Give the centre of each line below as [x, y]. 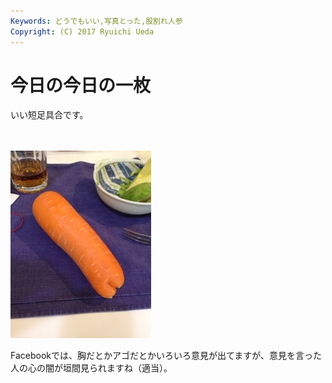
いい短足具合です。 [49, 115]
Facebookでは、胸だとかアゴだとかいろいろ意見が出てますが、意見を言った [166, 356]
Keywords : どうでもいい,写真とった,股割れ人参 [96, 21]
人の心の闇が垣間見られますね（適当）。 [91, 368]
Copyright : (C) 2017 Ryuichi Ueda [82, 31]
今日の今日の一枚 [81, 85]
